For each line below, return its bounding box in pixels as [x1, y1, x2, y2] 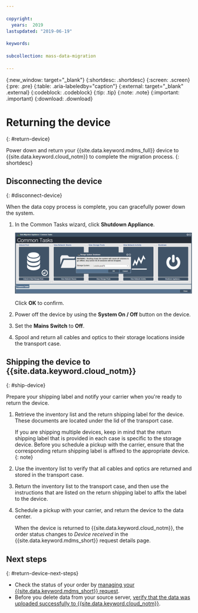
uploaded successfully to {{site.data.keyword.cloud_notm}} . [14, 600, 161, 607]
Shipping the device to [6, 357, 91, 367]
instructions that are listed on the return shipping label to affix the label [14, 489, 187, 496]
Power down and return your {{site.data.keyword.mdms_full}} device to [6, 146, 179, 153]
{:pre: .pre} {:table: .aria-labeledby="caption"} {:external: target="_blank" [6, 83, 184, 90]
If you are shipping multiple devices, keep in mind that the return [14, 428, 171, 436]
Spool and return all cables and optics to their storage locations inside [14, 333, 185, 340]
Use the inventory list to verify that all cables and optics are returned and [14, 465, 192, 472]
